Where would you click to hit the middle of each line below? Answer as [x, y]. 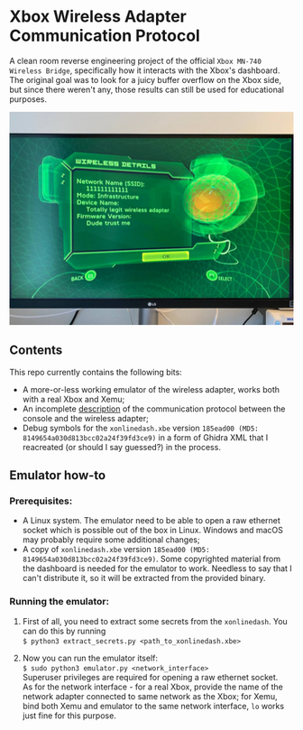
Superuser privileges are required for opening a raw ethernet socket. [150, 677]
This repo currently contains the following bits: [96, 372]
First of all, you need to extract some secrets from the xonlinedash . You [155, 621]
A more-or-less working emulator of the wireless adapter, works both [151, 389]
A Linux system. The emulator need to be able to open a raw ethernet [151, 521]
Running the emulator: [60, 602]
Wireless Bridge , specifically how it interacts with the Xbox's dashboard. [145, 70]
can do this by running [64, 631]
